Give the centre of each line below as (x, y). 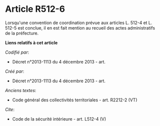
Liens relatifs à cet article (31, 42)
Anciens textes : (21, 90)
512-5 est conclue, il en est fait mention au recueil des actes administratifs (80, 28)
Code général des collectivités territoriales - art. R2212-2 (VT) (75, 100)
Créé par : (15, 71)
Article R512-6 (35, 9)
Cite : (10, 109)
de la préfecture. (22, 33)
